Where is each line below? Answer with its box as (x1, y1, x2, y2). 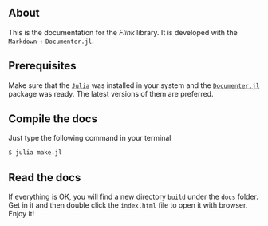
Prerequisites (8, 59, 77, 73)
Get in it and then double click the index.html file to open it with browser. (8, 200, 248, 210)
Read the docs (8, 171, 81, 184)
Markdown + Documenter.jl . (8, 36, 94, 46)
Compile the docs (8, 112, 98, 126)
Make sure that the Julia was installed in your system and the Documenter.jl (8, 80, 260, 90)
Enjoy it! (8, 209, 35, 219)
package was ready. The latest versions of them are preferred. (8, 89, 214, 98)
